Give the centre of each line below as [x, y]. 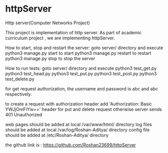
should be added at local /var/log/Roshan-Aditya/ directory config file [77, 130]
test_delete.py [20, 79]
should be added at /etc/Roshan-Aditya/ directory [57, 135]
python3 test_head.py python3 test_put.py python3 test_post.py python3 [81, 73]
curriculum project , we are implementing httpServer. [60, 38]
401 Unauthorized [24, 115]
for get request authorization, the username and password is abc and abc [82, 88]
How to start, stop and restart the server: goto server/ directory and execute [84, 47]
